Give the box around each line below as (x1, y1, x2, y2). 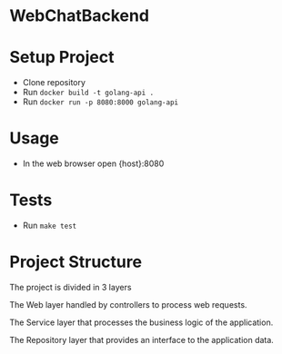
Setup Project (9, 47, 116, 68)
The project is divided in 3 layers (9, 281, 132, 292)
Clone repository (22, 77, 86, 88)
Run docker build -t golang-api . (22, 87, 155, 98)
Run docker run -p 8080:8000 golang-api (22, 96, 179, 107)
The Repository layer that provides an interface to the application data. (9, 334, 275, 345)
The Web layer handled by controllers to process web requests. (9, 299, 247, 310)
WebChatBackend (9, 5, 150, 26)
